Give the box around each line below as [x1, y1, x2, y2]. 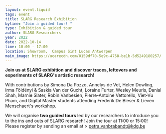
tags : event [5, 12, 30, 17]
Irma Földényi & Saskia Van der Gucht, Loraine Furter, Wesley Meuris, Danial [5, 87, 162, 93]
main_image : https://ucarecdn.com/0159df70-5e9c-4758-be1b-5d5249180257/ [5, 53, 162, 59]
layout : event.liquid [5, 7, 50, 12]
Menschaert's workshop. [5, 103, 56, 109]
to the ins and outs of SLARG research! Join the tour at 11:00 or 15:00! [5, 118, 148, 124]
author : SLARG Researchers [5, 30, 61, 35]
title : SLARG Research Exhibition [5, 16, 77, 21]
